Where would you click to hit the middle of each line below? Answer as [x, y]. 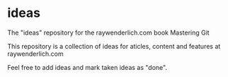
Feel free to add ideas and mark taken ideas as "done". [87, 67]
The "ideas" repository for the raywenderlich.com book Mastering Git [109, 32]
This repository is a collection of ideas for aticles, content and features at [114, 46]
